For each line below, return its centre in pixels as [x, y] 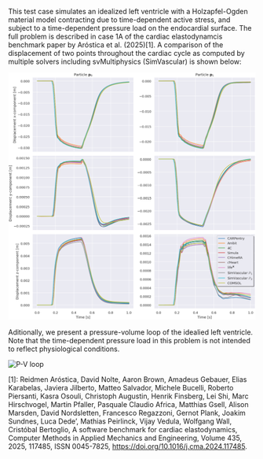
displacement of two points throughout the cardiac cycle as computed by [126, 53]
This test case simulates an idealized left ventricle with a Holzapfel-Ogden [128, 11]
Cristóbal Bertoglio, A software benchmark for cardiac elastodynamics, [123, 429]
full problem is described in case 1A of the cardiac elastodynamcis [115, 36]
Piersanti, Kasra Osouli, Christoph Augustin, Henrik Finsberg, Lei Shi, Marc [128, 396]
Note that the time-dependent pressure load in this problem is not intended [130, 340]
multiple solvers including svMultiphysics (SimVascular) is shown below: [125, 61]
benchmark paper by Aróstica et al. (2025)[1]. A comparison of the [116, 45]
